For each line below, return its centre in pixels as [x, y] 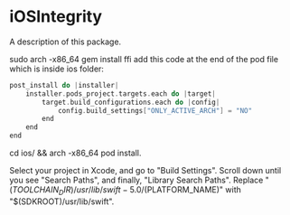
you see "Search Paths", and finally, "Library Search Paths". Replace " [139, 180]
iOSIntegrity [56, 17]
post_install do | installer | [64, 85]
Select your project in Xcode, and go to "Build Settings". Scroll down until [145, 171]
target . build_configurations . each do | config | [131, 102]
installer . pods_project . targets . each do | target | [121, 93]
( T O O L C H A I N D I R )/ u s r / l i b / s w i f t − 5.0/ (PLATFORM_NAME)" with [126, 191]
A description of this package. [65, 42]
